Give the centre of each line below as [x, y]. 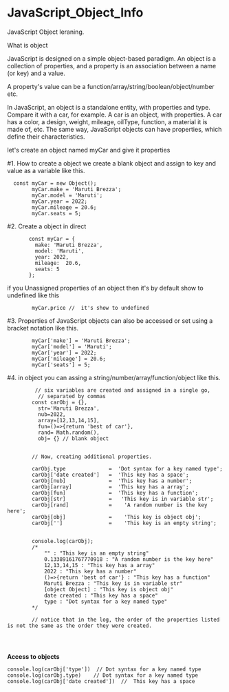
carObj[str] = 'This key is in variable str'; [123, 499]
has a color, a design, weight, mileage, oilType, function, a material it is [107, 121]
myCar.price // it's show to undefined [90, 308]
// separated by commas [72, 396]
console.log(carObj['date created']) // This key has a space [101, 681]
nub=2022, [52, 414]
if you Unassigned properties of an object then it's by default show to [106, 288]
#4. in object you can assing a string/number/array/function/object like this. [114, 377]
